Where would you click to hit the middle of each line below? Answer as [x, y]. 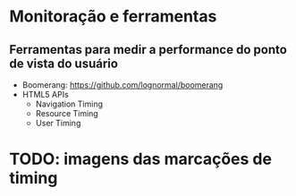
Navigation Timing [69, 104]
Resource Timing [67, 113]
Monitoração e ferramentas [113, 17]
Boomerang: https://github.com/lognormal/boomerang [123, 85]
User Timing [58, 123]
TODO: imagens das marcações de [141, 159]
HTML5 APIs [45, 94]
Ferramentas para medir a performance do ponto [148, 50]
